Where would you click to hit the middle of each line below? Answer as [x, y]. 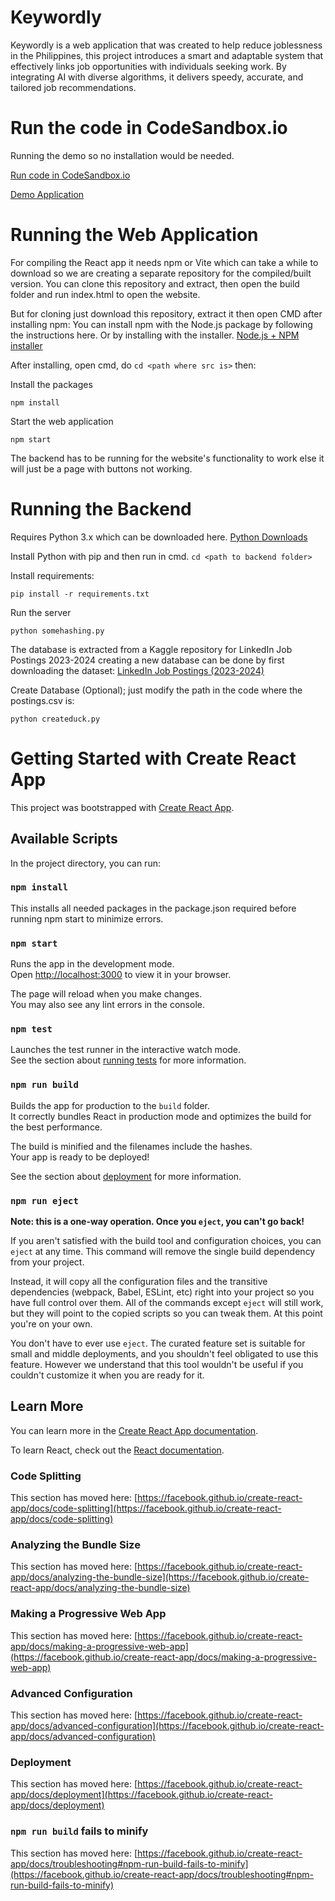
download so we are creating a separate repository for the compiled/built [161, 273]
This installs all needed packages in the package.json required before [153, 908]
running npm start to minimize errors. [87, 918]
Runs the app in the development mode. [92, 964]
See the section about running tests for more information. [128, 1060]
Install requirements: [52, 575]
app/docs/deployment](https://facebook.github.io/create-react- [141, 1795]
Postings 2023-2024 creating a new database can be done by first [147, 660]
